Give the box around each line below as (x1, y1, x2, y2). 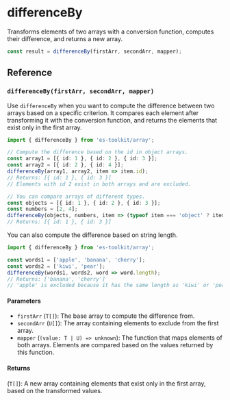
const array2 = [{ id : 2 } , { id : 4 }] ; (7, 162, 125, 168)
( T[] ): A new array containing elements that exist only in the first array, (7, 379, 206, 388)
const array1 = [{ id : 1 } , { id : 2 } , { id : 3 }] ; (7, 155, 157, 162)
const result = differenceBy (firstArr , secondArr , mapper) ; (7, 48, 183, 55)
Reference (7, 67, 53, 79)
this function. (16, 348, 55, 357)
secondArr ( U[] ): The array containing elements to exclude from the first (16, 319, 219, 327)
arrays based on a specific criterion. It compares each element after (7, 108, 199, 117)
